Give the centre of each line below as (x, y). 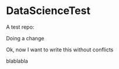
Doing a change (25, 38)
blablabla (17, 61)
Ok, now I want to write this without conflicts (60, 49)
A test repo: (20, 27)
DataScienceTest (48, 11)
